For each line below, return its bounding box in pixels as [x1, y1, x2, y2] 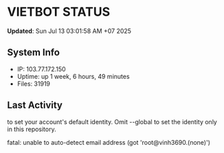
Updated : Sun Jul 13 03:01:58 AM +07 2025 [7, 27, 132, 35]
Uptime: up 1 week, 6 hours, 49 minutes [16, 72, 130, 80]
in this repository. [7, 125, 56, 133]
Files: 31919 [16, 80, 50, 88]
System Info [7, 47, 60, 58]
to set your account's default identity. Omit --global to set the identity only [7, 117, 218, 126]
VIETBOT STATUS [7, 4, 111, 20]
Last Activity [7, 99, 63, 111]
